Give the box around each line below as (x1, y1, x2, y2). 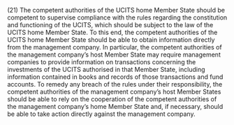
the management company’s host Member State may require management (7, 50, 221, 59)
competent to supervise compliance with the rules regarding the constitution (7, 13, 228, 22)
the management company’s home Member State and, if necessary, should (7, 103, 224, 110)
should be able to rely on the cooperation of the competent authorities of (7, 95, 217, 103)
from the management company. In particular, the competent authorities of (7, 43, 222, 51)
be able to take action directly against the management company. (7, 110, 196, 118)
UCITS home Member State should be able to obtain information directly (7, 36, 215, 44)
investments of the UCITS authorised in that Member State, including (7, 66, 205, 73)
